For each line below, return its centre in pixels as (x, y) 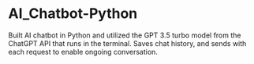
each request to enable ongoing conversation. (83, 52)
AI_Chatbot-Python (73, 14)
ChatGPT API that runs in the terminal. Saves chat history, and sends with (127, 43)
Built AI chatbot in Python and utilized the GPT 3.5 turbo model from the (125, 35)
